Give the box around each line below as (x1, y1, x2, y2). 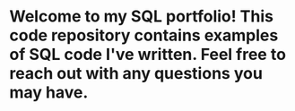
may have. (9, 82, 89, 103)
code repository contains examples (9, 25, 279, 46)
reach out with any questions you (9, 64, 263, 84)
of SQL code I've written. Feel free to (9, 45, 287, 64)
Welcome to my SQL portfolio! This (9, 6, 273, 27)
